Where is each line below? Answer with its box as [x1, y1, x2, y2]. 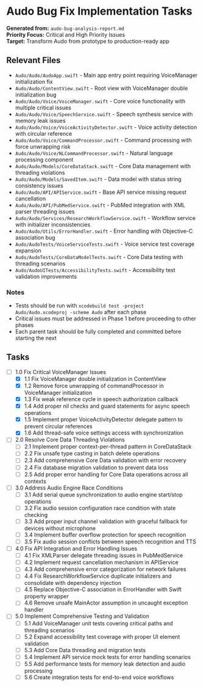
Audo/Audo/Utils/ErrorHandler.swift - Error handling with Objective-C [15, 227, 193, 235]
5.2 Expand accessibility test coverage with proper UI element [24, 633, 180, 640]
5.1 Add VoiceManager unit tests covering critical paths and [24, 619, 174, 627]
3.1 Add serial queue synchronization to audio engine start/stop [24, 491, 183, 498]
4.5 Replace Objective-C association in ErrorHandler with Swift [24, 586, 182, 593]
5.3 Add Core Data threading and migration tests [24, 646, 146, 653]
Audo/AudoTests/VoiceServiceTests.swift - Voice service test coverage [15, 240, 195, 248]
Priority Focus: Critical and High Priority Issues [6, 31, 125, 38]
